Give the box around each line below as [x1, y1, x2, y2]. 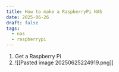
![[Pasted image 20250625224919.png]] [14, 59, 114, 66]
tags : [6, 25, 20, 32]
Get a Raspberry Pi [14, 53, 61, 60]
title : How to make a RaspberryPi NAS [6, 8, 102, 15]
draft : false [6, 20, 39, 26]
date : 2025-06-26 [6, 14, 49, 20]
